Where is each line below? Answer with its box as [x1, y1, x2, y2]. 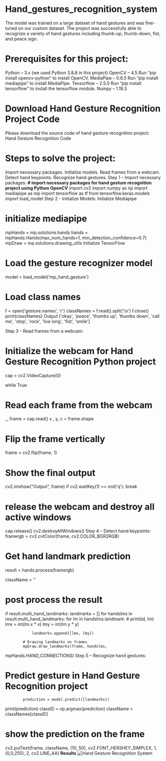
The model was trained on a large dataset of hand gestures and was [5, 20, 145, 26]
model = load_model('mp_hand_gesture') [5, 274, 89, 280]
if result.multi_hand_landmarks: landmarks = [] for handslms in [5, 611, 133, 617]
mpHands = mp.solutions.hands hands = [5, 229, 88, 235]
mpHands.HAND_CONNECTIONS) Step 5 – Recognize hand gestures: [5, 653, 147, 659]
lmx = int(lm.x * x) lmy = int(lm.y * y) [5, 621, 79, 627]
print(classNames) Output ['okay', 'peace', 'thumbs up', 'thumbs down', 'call [5, 313, 160, 319]
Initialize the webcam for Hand [5, 345, 133, 357]
